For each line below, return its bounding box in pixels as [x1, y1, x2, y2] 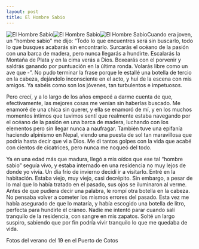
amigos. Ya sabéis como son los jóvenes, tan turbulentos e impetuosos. [6, 81, 182, 88]
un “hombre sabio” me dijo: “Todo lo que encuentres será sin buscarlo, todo [6, 37, 193, 44]
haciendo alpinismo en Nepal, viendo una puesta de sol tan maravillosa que [6, 131, 192, 138]
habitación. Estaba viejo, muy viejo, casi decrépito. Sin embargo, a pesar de [6, 174, 193, 182]
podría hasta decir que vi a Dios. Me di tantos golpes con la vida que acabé [6, 137, 192, 145]
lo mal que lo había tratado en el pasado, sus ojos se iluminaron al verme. [6, 180, 187, 188]
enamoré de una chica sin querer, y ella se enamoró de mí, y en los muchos [6, 106, 192, 113]
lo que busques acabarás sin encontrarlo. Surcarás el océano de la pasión [6, 43, 189, 51]
